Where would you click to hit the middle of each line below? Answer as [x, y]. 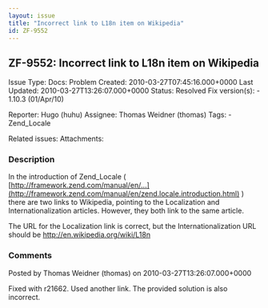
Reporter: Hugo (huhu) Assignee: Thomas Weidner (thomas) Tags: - [120, 115]
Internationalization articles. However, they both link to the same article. [126, 211]
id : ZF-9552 [28, 30]
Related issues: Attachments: [56, 139]
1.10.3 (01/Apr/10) [36, 99]
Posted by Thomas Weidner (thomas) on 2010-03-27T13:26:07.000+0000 [130, 273]
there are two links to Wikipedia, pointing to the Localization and [114, 202]
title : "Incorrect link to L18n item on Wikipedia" [96, 23]
